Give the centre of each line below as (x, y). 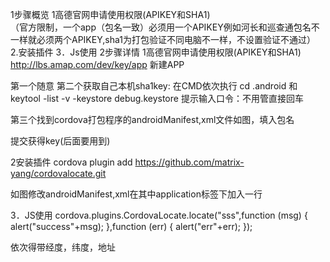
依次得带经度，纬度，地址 (63, 247)
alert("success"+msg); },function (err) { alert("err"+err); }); (131, 226)
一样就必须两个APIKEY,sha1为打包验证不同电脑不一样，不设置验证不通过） (163, 39)
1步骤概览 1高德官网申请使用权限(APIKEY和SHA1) (110, 14)
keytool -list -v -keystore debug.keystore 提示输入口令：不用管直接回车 (157, 98)
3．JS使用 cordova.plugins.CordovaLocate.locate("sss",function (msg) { (159, 215)
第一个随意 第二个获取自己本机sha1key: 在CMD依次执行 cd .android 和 (154, 86)
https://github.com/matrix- (189, 162)
